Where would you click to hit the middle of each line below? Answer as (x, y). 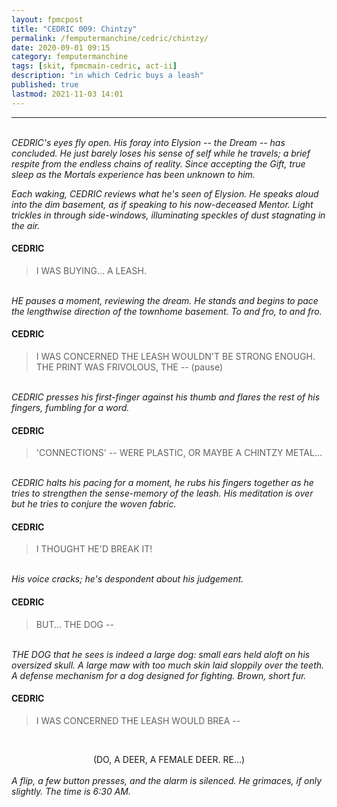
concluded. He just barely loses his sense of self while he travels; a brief (161, 153)
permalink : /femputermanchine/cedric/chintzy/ (110, 38)
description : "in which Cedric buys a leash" (107, 76)
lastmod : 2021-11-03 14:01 (67, 94)
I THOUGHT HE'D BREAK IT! (94, 549)
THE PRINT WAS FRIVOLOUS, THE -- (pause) (129, 367)
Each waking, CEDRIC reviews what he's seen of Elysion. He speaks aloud (165, 193)
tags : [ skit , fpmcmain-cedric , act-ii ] (94, 66)
